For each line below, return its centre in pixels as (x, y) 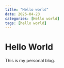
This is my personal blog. (30, 61)
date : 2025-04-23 (23, 14)
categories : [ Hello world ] (32, 18)
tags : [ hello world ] (26, 23)
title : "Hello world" (27, 9)
